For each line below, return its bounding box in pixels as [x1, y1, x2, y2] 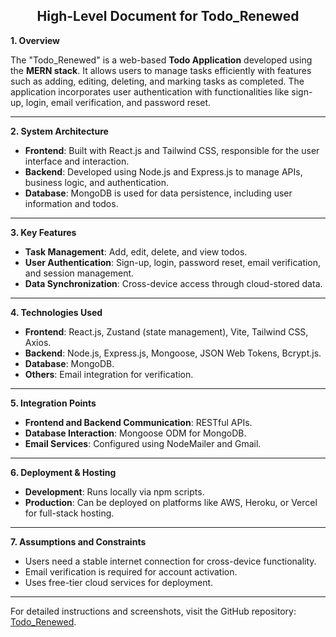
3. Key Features [10, 226, 77, 238]
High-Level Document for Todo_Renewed [36, 8, 300, 25]
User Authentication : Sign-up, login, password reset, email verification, [24, 256, 322, 268]
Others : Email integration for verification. [24, 368, 194, 380]
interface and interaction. [24, 155, 130, 167]
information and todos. [24, 197, 119, 209]
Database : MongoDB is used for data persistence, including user [24, 187, 293, 199]
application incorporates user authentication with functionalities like [10, 85, 290, 98]
